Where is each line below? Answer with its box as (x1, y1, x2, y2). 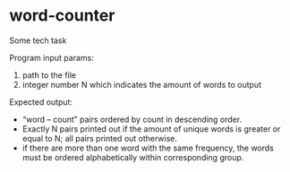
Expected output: (9, 96, 73, 107)
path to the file (21, 69, 77, 81)
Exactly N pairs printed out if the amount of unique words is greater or (21, 123, 281, 134)
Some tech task (9, 35, 67, 46)
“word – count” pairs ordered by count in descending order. (21, 114, 243, 125)
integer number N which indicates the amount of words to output (21, 79, 262, 90)
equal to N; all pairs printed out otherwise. (21, 133, 177, 143)
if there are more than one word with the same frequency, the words (21, 142, 275, 153)
